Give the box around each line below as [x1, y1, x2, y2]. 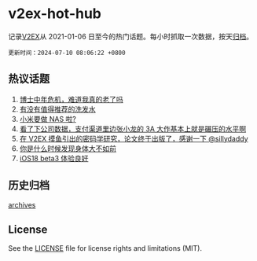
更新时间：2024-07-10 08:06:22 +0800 [8, 49, 126, 57]
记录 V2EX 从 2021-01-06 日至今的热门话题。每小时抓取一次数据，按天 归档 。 [8, 31, 254, 41]
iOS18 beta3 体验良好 [19, 153, 89, 163]
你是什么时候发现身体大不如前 [19, 143, 116, 153]
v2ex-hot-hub [8, 5, 102, 23]
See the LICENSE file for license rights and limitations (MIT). [8, 244, 203, 253]
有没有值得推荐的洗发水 [19, 104, 96, 114]
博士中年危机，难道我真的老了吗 [19, 94, 123, 104]
